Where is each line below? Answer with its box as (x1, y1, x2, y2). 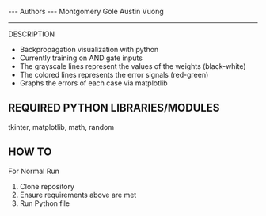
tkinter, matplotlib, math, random (8, 122, 115, 131)
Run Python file (19, 198, 70, 208)
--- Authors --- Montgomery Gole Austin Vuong (8, 7, 164, 16)
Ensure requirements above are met (19, 190, 137, 199)
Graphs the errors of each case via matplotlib (19, 78, 168, 88)
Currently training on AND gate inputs (19, 53, 142, 63)
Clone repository (19, 181, 75, 191)
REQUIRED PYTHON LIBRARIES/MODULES (8, 101, 220, 115)
